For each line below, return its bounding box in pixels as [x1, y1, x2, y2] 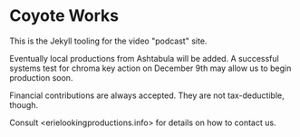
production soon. [9, 72, 73, 83]
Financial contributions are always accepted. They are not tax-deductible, [9, 90, 285, 101]
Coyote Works [9, 5, 120, 26]
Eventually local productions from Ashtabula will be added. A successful [9, 53, 279, 64]
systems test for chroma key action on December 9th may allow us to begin [9, 63, 292, 73]
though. [9, 99, 39, 110]
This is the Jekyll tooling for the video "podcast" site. [9, 35, 208, 46]
